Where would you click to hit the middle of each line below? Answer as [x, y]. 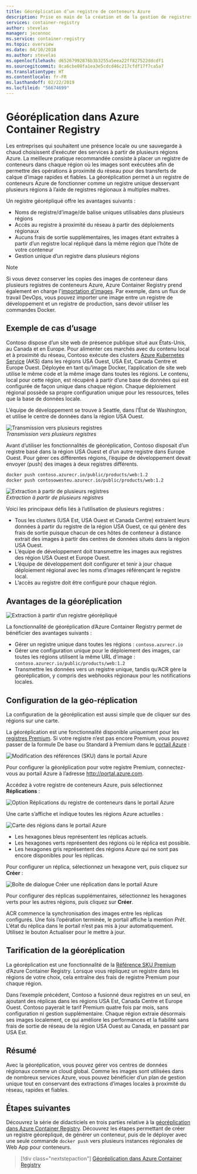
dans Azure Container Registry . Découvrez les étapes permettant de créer [96, 1129]
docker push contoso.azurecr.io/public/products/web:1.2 [77, 475]
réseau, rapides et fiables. [38, 1089]
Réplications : [23, 791]
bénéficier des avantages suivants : [49, 633]
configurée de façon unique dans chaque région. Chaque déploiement [91, 386]
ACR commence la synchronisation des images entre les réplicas [84, 913]
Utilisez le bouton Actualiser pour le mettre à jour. [66, 932]
